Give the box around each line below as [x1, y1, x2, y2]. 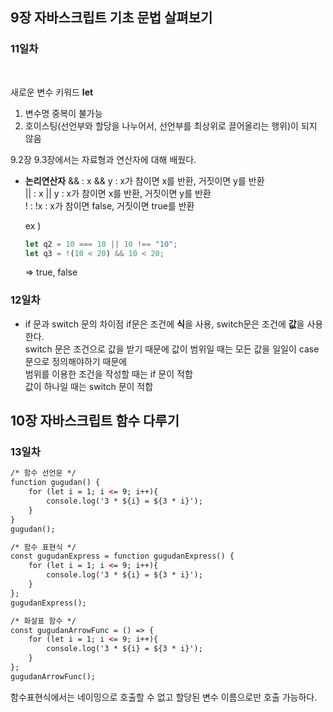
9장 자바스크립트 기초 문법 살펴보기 [10, 9, 213, 27]
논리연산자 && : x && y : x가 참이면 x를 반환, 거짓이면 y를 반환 [24, 174, 265, 187]
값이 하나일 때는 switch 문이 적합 [24, 380, 154, 392]
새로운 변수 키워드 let [10, 86, 94, 98]
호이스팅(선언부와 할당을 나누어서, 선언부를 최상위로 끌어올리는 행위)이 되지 [24, 119, 318, 132]
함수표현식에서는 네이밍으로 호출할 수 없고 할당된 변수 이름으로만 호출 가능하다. [10, 691, 318, 703]
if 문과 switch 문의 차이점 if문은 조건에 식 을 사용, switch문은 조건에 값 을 [24, 318, 305, 330]
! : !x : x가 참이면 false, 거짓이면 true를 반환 [24, 199, 195, 212]
